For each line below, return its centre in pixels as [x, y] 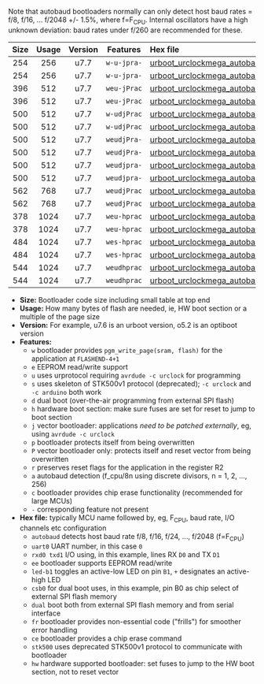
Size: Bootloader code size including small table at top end [115, 299]
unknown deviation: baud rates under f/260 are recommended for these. [126, 30]
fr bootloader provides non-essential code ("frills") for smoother [136, 622]
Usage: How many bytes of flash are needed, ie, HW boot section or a [133, 308]
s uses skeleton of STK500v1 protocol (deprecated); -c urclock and [141, 383]
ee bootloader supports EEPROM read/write [102, 563]
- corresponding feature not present [90, 509]
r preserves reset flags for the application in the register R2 [127, 467]
